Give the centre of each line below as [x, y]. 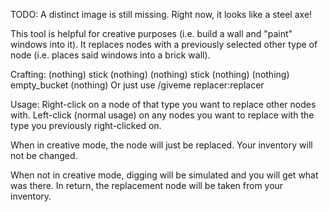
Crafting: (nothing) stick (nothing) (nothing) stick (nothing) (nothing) [150, 74]
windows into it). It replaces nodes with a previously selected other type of [164, 44]
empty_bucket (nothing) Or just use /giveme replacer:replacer [137, 85]
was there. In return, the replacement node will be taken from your [147, 185]
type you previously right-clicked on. [86, 125]
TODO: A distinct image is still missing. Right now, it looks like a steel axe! [161, 14]
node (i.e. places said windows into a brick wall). [110, 55]
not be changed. [44, 155]
